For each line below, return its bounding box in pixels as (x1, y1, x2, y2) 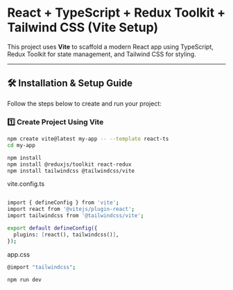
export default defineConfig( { (7, 225, 98, 232)
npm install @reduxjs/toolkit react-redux (7, 161, 132, 168)
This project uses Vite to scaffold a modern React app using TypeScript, (7, 42, 214, 51)
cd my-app (7, 142, 36, 148)
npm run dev (7, 276, 42, 283)
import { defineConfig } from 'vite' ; (7, 199, 119, 206)
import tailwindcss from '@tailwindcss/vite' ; (7, 212, 144, 219)
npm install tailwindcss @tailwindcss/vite (7, 167, 135, 174)
